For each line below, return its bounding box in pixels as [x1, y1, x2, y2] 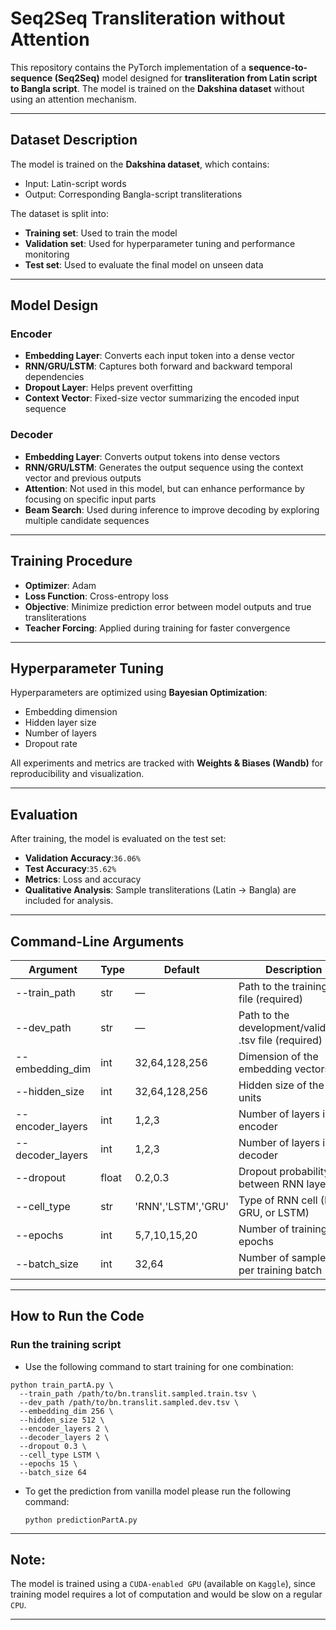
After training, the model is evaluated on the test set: [10, 833, 227, 845]
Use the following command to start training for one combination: [24, 1360, 294, 1372]
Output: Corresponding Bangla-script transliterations [24, 188, 243, 200]
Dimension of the [238, 1049, 319, 1063]
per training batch [238, 1263, 323, 1277]
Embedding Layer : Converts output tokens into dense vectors [24, 450, 281, 462]
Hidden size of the [238, 1078, 325, 1092]
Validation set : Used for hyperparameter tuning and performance [24, 237, 296, 249]
